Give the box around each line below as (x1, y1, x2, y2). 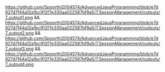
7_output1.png (5, 15, 33, 20)
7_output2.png (5, 30, 34, 36)
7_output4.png (5, 61, 34, 67)
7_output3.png (5, 46, 34, 51)
